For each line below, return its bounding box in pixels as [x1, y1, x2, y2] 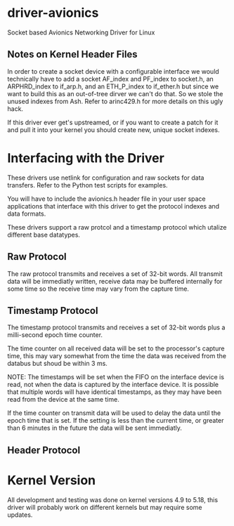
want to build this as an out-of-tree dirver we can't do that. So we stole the [7, 89, 223, 98]
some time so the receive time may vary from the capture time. [7, 284, 190, 293]
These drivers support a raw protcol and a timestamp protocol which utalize [7, 223, 227, 231]
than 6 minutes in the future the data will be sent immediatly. [7, 423, 183, 433]
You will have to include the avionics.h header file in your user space [7, 195, 206, 203]
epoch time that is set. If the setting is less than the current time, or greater [7, 416, 224, 425]
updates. [7, 511, 33, 519]
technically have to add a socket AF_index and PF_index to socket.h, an [7, 74, 214, 83]
